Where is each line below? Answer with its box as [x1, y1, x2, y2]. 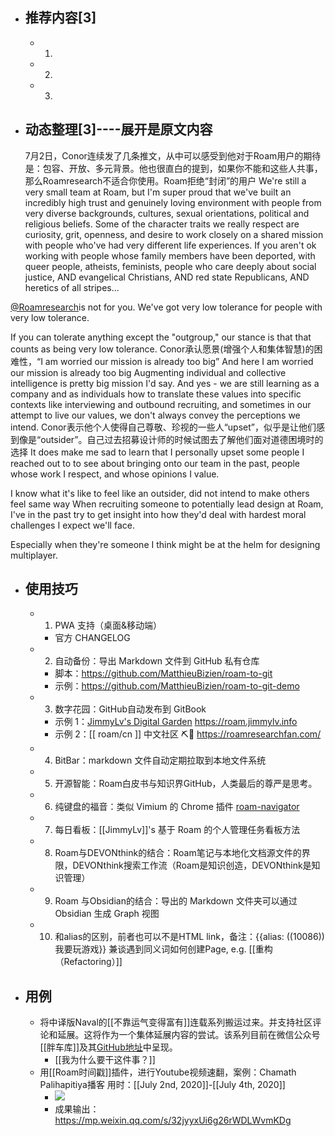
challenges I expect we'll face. [10, 519, 135, 531]
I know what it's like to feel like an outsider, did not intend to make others [10, 487, 310, 499]
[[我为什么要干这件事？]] [54, 1054, 156, 1066]
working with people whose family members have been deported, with [24, 249, 316, 262]
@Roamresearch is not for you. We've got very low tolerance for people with [10, 301, 323, 313]
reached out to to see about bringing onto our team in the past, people [10, 457, 301, 469]
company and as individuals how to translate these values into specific [10, 388, 302, 400]
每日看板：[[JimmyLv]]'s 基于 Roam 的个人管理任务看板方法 [54, 824, 301, 836]
